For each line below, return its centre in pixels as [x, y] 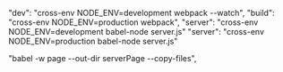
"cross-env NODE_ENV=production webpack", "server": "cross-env [133, 22]
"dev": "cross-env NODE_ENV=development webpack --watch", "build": [141, 13]
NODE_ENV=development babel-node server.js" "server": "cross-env [137, 32]
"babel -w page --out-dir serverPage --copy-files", [103, 58]
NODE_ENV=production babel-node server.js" [93, 41]
